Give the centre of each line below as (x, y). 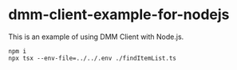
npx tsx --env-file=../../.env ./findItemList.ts (93, 58)
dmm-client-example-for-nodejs (119, 15)
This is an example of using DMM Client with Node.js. (96, 37)
